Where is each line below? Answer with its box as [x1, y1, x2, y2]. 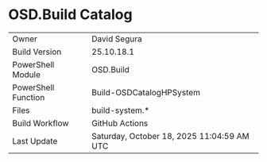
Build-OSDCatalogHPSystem [91, 87, 201, 98]
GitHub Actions [91, 118, 149, 129]
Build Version [12, 46, 62, 57]
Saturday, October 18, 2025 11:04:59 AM [91, 130, 250, 141]
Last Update [12, 135, 58, 146]
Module [12, 69, 41, 80]
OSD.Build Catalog [8, 6, 133, 24]
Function [12, 91, 45, 102]
